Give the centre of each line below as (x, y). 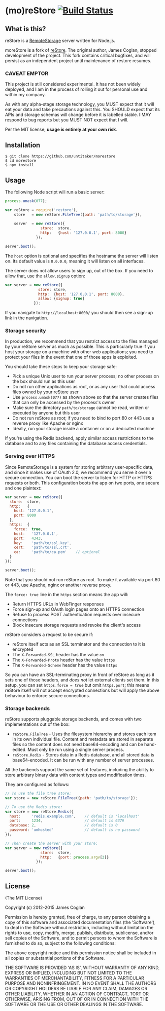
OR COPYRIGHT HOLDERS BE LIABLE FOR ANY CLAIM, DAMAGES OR (76, 989)
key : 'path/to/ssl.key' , (43, 543)
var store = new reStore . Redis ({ (39, 812)
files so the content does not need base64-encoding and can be (78, 745)
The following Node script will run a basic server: (55, 192)
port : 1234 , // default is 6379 (67, 821)
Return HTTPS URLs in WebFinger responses (58, 604)
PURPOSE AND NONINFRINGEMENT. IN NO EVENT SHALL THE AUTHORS (81, 983)
